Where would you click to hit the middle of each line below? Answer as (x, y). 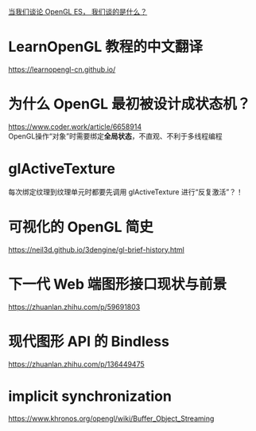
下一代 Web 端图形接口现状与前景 (118, 284)
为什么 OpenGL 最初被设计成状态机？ (130, 104)
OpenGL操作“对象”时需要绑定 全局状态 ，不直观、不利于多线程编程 (115, 136)
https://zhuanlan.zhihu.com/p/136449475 (76, 364)
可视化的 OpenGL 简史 (81, 227)
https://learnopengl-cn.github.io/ (62, 69)
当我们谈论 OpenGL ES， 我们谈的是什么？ (78, 12)
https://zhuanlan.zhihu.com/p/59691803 (74, 307)
